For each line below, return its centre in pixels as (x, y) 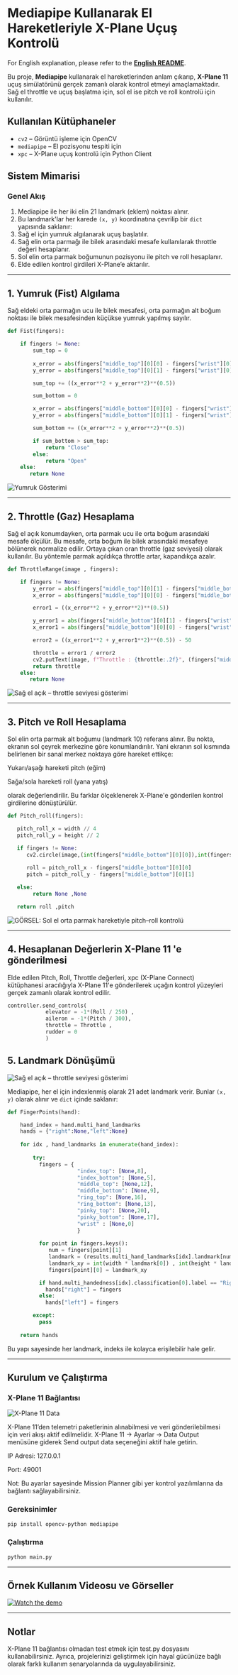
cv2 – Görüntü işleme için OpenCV (67, 138)
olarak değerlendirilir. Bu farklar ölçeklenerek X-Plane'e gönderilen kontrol (115, 796)
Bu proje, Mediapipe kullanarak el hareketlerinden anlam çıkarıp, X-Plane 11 (118, 77)
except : (44, 1316)
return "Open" (66, 461)
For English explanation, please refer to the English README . (97, 62)
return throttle (57, 666)
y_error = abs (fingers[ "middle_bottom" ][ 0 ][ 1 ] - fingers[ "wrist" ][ (134, 416)
